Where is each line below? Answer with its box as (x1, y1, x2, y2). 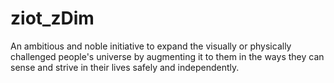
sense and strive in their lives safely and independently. (10, 61, 240, 73)
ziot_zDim (10, 7, 95, 30)
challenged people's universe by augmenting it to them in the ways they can (10, 50, 325, 62)
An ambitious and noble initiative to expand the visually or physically (10, 40, 292, 52)
